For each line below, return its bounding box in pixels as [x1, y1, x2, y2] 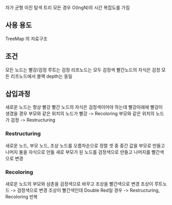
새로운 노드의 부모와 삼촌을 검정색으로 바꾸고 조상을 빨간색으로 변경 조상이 [5, 181, 154, 187]
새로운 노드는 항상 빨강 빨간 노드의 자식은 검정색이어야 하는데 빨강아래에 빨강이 [5, 104, 163, 110]
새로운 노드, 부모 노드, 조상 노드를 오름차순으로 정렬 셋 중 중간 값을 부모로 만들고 [5, 142, 165, 148]
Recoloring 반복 [5, 194, 38, 200]
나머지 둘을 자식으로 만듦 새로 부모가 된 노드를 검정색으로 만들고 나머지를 [5, 148, 150, 155]
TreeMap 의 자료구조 [5, 35, 48, 42]
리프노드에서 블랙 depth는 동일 [10, 73, 73, 79]
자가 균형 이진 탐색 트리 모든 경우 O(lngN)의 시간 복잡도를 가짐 [5, 5, 130, 10]
